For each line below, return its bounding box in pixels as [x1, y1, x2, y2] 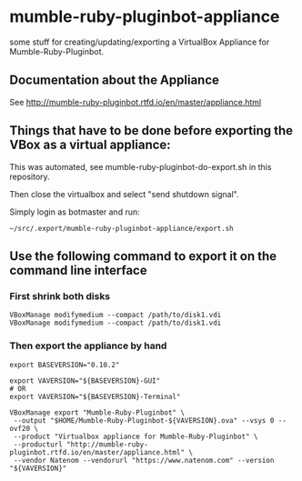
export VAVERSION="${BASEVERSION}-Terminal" [9, 392, 181, 401]
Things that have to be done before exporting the [9, 123, 294, 138]
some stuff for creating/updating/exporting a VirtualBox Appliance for [9, 36, 270, 47]
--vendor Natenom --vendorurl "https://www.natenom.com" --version [13, 456, 275, 465]
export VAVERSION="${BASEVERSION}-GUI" [9, 376, 161, 386]
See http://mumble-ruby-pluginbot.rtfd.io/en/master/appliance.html [9, 96, 262, 107]
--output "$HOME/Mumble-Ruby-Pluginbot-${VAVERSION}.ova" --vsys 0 [13, 416, 275, 425]
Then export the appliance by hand [9, 339, 167, 352]
